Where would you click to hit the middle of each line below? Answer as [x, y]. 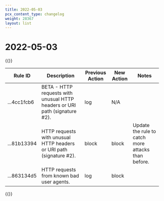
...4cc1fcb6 [21, 102]
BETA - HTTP [57, 87]
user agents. [56, 182]
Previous [96, 73]
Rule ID [22, 76]
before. [141, 162]
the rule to [144, 131]
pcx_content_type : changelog [35, 14]
